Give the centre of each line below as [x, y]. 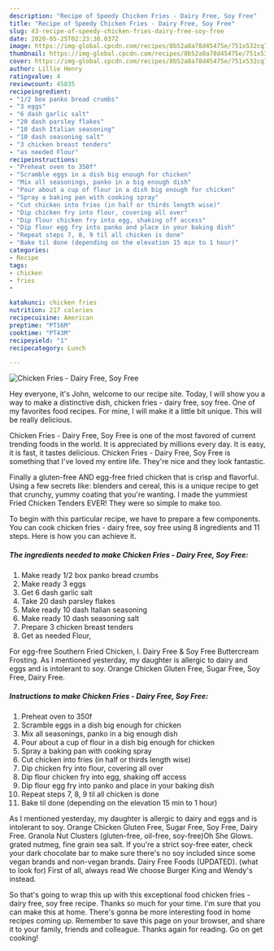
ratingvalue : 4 [35, 76]
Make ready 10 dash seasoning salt [80, 619]
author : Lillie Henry [46, 69]
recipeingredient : [40, 91]
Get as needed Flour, [56, 636]
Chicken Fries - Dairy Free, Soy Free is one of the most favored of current [133, 436]
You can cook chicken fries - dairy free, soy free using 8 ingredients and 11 [135, 528]
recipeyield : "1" [39, 341]
